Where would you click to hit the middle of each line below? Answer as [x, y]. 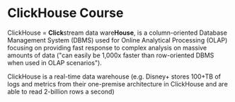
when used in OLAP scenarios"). [55, 62]
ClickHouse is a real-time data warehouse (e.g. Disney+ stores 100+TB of [114, 76]
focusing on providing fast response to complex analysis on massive [107, 47]
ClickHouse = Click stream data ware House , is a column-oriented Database [117, 33]
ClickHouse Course [65, 13]
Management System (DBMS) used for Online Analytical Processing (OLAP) [117, 40]
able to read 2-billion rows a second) [61, 91]
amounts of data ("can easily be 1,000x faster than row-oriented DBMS [111, 55]
